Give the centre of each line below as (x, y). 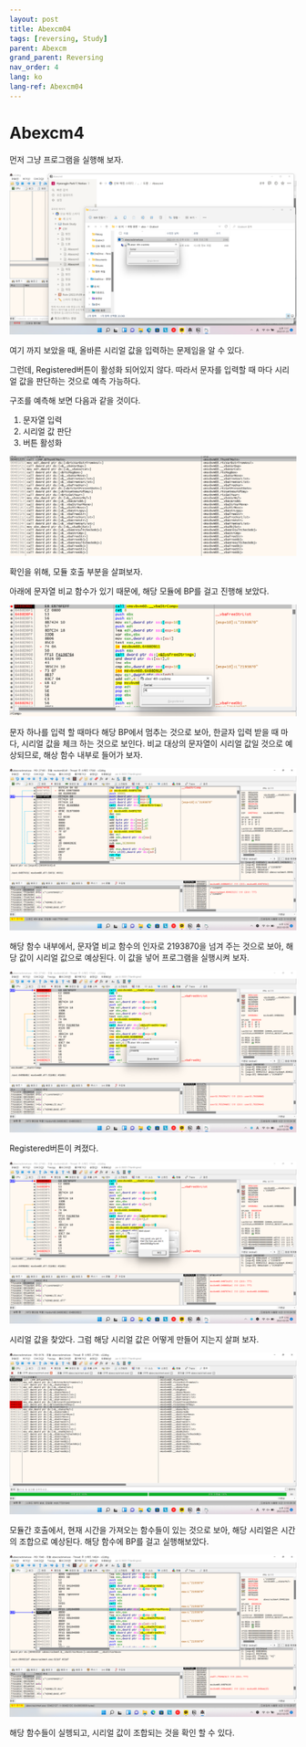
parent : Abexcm (38, 48)
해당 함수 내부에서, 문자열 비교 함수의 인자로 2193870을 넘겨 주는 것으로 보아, (147, 946)
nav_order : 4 (34, 68)
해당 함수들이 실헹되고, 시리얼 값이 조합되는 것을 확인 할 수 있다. (122, 1732)
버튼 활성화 (42, 443)
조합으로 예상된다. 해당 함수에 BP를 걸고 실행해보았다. (114, 1542)
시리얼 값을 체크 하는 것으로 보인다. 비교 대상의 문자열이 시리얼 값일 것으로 (153, 743)
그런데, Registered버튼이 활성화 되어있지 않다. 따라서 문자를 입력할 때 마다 (141, 370)
